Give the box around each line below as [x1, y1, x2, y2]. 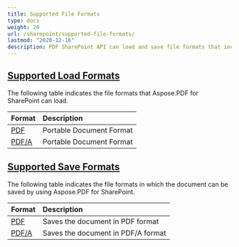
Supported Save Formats [7, 161, 120, 173]
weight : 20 [7, 23, 40, 31]
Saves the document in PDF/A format [42, 228, 166, 238]
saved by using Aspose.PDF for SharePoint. [7, 187, 135, 196]
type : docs [7, 17, 40, 24]
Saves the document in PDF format [42, 216, 159, 226]
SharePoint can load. [7, 96, 69, 105]
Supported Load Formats [7, 70, 120, 82]
